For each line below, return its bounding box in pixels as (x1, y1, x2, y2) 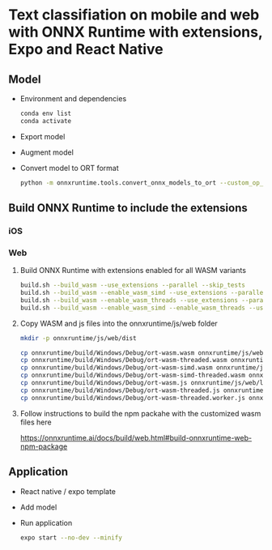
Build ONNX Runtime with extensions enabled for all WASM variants (19, 266, 247, 275)
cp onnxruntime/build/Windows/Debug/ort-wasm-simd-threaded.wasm (19, 371, 245, 380)
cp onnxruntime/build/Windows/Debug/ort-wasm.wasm (19, 348, 195, 357)
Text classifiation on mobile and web (8, 6, 260, 24)
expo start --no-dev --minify (19, 533, 123, 542)
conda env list (19, 109, 72, 117)
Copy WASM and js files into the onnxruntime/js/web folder (19, 318, 219, 328)
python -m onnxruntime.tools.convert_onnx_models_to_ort (19, 178, 217, 187)
